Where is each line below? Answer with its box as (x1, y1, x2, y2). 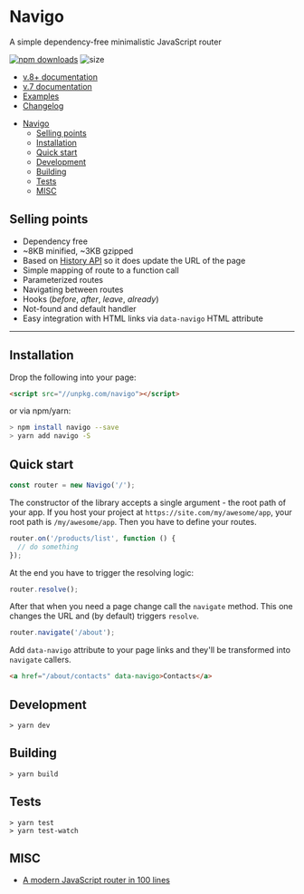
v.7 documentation (22, 81, 92, 92)
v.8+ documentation (22, 71, 98, 83)
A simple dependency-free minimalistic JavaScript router (9, 36, 222, 47)
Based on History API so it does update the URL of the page (22, 255, 246, 266)
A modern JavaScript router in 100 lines (22, 875, 170, 886)
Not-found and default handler (22, 303, 138, 314)
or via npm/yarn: (9, 405, 71, 416)
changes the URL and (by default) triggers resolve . (9, 610, 200, 622)
